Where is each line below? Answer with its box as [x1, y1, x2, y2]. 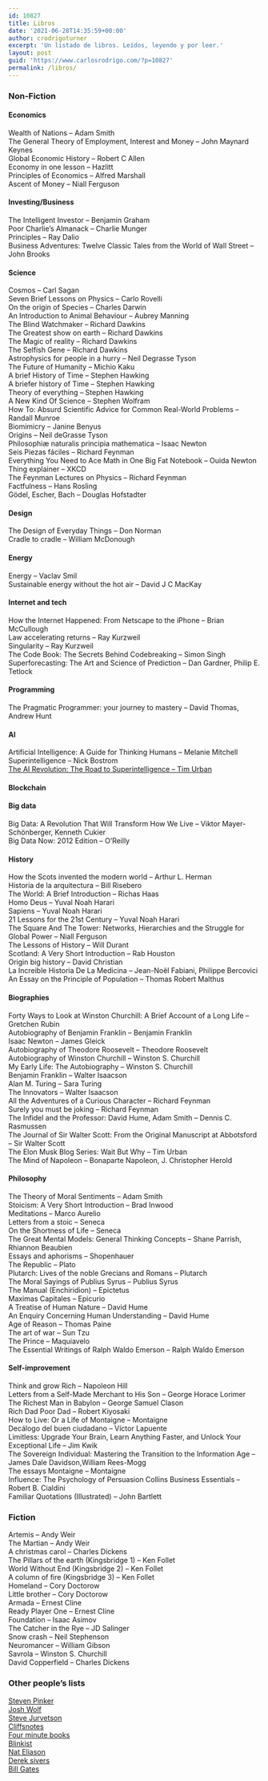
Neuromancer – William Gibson [8, 1641, 110, 1650]
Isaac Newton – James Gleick [8, 1036, 106, 1046]
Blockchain [8, 782, 46, 792]
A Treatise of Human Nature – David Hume [8, 1302, 149, 1311]
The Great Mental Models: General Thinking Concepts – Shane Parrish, [8, 1234, 242, 1243]
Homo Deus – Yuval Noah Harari [8, 898, 114, 907]
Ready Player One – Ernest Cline [8, 1606, 115, 1616]
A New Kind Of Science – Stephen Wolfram [8, 396, 150, 406]
